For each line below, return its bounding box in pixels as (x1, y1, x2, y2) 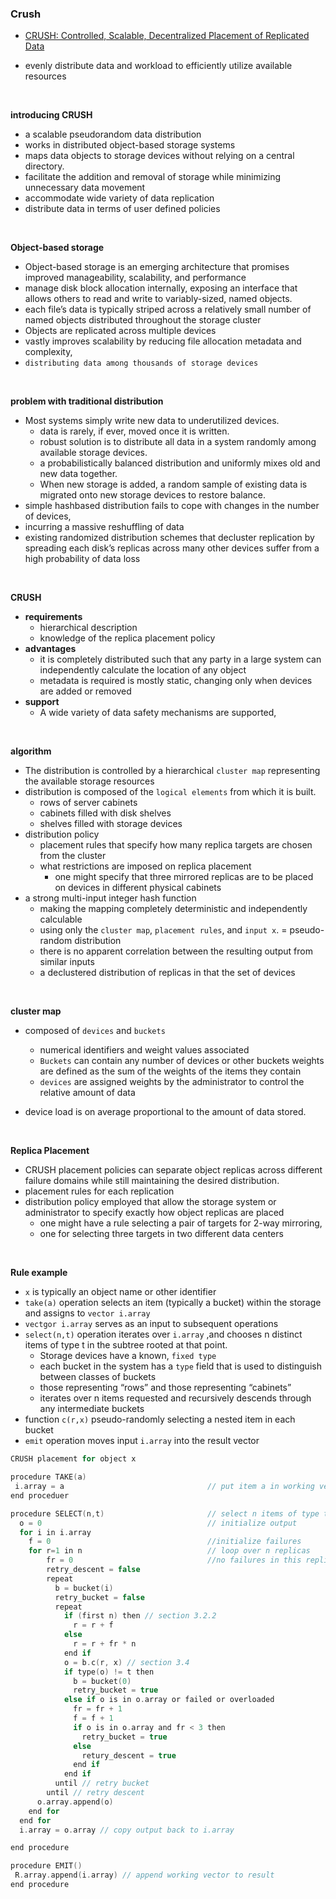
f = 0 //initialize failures (28, 1537, 302, 1547)
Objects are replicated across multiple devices (24, 325, 217, 337)
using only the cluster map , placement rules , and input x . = (39, 924, 288, 936)
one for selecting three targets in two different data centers (39, 1228, 284, 1240)
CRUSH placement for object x (10, 1454, 137, 1464)
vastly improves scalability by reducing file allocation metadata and (24, 335, 302, 347)
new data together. (39, 468, 118, 480)
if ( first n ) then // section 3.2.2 (63, 1611, 217, 1621)
